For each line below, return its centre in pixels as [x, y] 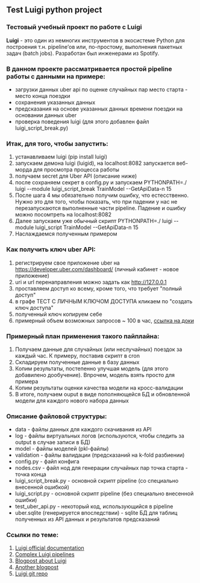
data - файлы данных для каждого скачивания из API [83, 430]
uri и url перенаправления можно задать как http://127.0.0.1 [91, 282]
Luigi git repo [31, 574]
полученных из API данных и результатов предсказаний [87, 520]
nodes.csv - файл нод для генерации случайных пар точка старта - [101, 468]
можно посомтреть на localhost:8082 [63, 214]
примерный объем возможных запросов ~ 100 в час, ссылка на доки [105, 320]
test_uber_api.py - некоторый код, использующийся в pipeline [94, 506]
